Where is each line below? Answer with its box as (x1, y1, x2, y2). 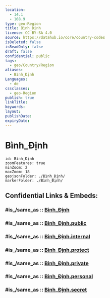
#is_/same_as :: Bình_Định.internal (5, 233, 91, 240)
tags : (5, 58, 16, 63)
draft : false (5, 49, 32, 54)
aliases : (5, 68, 23, 73)
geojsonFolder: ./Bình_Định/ (5, 174, 65, 179)
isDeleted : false (5, 40, 41, 45)
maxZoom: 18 (5, 169, 30, 174)
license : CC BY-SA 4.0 (5, 30, 52, 35)
